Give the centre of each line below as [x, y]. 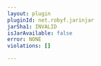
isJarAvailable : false [40, 33]
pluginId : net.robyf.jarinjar [51, 20]
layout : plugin [29, 14]
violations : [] [29, 46]
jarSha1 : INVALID [32, 26]
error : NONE [24, 40]
